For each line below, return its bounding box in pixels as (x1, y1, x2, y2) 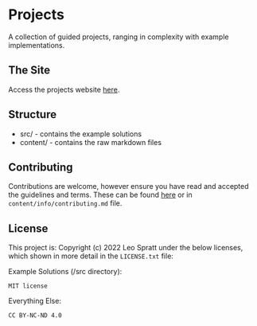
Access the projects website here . (8, 84, 120, 94)
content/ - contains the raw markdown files (19, 137, 162, 147)
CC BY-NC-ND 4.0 (8, 312, 62, 320)
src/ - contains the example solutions (19, 129, 142, 139)
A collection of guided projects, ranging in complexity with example (8, 32, 229, 41)
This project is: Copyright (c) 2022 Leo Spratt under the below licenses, (8, 243, 243, 253)
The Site (8, 64, 51, 77)
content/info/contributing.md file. (8, 198, 123, 208)
